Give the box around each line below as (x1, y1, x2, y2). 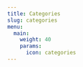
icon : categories (25, 50, 77, 57)
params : (20, 43, 42, 50)
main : (13, 29, 30, 37)
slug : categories (7, 17, 58, 24)
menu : (7, 23, 23, 30)
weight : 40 (20, 36, 52, 43)
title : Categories (7, 10, 61, 17)
